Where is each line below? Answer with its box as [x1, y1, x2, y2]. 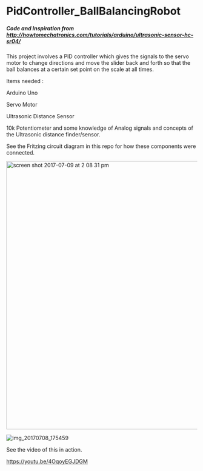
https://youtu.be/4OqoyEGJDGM [6, 458, 88, 465]
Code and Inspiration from [6, 24, 75, 32]
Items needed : [6, 78, 44, 85]
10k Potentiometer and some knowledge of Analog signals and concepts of [6, 124, 194, 132]
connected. [6, 149, 35, 156]
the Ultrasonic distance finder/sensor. [6, 131, 101, 138]
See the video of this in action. [6, 446, 82, 453]
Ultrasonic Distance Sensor [6, 113, 75, 120]
